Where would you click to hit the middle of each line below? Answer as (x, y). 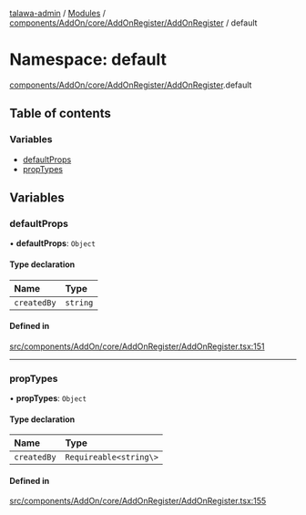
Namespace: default (88, 60)
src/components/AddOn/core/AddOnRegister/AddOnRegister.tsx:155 (138, 501)
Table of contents (60, 113)
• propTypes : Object (48, 398)
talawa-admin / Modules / (58, 13)
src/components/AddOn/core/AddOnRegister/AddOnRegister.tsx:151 (138, 346)
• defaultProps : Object (52, 243)
